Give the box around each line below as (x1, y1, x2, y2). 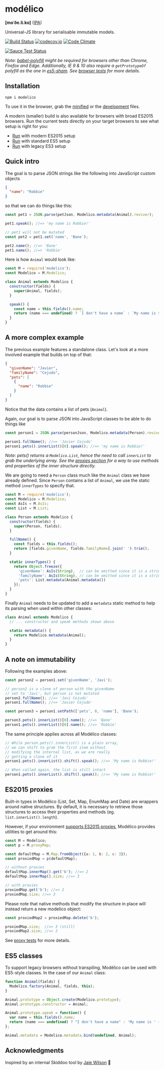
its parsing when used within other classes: (5, 605, 92, 611)
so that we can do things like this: (5, 203, 72, 209)
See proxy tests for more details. (5, 938, 71, 944)
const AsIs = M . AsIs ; (5, 502, 49, 506)
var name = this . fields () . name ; (9, 1015, 76, 1020)
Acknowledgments (5, 1047, 64, 1055)
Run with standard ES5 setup (12, 138, 71, 144)
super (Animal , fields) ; (14, 288, 62, 294)
